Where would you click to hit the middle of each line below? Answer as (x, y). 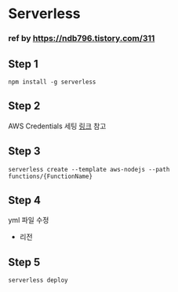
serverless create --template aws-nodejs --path (89, 169)
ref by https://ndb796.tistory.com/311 (82, 39)
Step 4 (25, 200)
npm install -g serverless (52, 82)
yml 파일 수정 (29, 220)
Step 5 (24, 262)
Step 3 (24, 152)
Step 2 (24, 106)
